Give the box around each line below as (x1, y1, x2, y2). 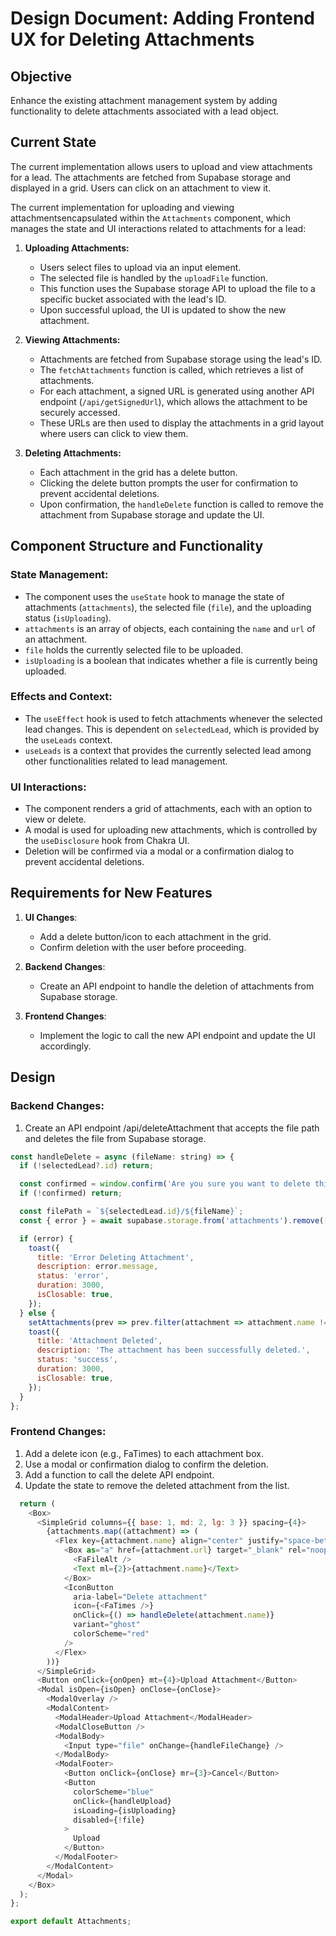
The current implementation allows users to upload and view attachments (10, 160, 313, 172)
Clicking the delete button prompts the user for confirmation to (39, 477, 298, 489)
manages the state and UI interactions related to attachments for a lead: (10, 222, 307, 234)
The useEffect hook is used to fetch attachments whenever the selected (24, 712, 323, 724)
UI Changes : (24, 911, 78, 923)
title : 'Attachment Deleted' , (36, 1336, 163, 1346)
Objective (10, 68, 73, 85)
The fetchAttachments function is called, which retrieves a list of (39, 363, 304, 376)
